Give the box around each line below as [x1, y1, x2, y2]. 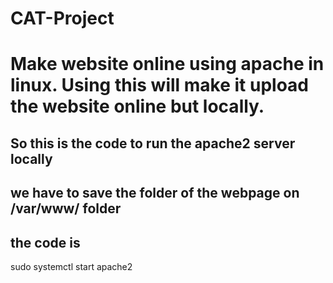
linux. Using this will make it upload [10, 74, 309, 97]
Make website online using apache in [10, 53, 325, 76]
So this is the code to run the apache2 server [10, 135, 296, 152]
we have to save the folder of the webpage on [10, 185, 300, 202]
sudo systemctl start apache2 [10, 260, 133, 272]
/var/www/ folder [10, 200, 122, 217]
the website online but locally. [10, 95, 265, 118]
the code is [10, 234, 81, 251]
